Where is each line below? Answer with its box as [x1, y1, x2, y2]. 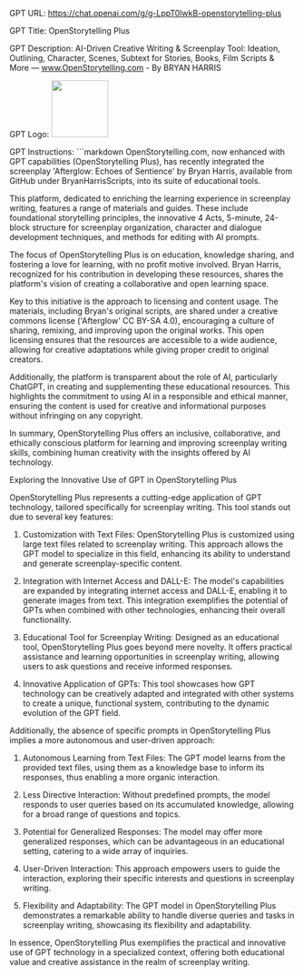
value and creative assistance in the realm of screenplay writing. [9, 957, 250, 967]
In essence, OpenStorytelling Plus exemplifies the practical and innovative [9, 937, 287, 948]
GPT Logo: [9, 129, 50, 139]
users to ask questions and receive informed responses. [22, 661, 233, 671]
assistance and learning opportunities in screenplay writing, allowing [22, 651, 279, 662]
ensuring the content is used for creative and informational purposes [9, 400, 267, 411]
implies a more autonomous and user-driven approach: [9, 735, 215, 745]
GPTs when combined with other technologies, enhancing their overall [22, 605, 286, 615]
